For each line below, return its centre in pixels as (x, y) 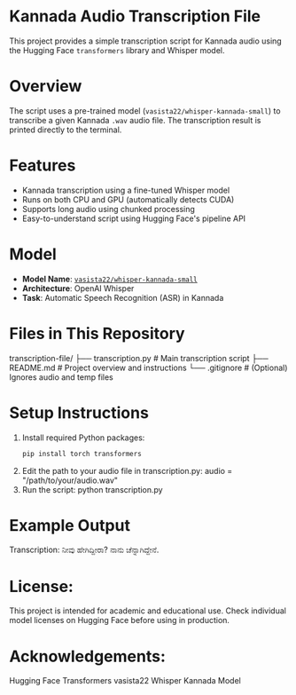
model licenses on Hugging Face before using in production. (120, 620)
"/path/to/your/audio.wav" (70, 480)
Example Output (70, 525)
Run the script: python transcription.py (92, 489)
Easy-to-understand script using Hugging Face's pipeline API (134, 218)
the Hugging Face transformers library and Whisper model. (117, 50)
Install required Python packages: (83, 438)
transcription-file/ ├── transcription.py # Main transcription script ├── (139, 358)
